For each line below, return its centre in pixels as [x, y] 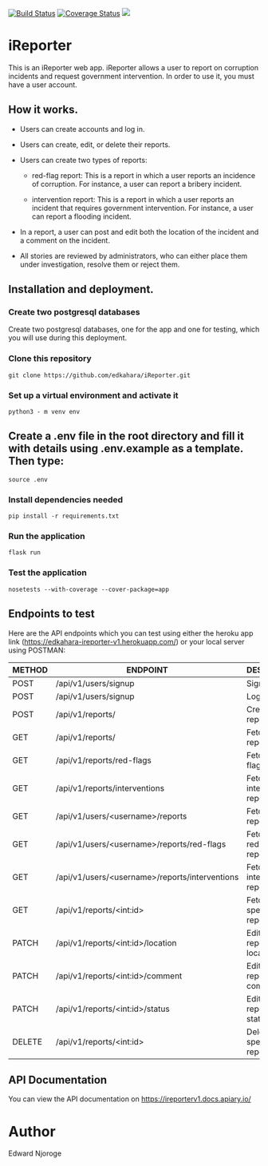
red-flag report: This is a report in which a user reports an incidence [144, 175]
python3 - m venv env [44, 412]
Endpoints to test [52, 614]
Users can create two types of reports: [83, 160]
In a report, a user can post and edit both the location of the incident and [139, 232]
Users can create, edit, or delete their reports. [95, 145]
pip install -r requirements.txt [64, 516]
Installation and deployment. [81, 290]
